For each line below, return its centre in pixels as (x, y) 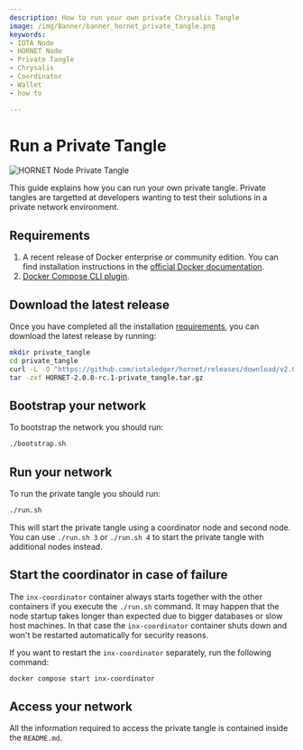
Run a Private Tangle (88, 146)
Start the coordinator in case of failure (119, 575)
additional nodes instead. (56, 546)
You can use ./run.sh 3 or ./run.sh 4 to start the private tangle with (137, 536)
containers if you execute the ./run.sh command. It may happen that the (144, 606)
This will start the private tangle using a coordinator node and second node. (150, 527)
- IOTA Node (32, 43)
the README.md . (36, 738)
